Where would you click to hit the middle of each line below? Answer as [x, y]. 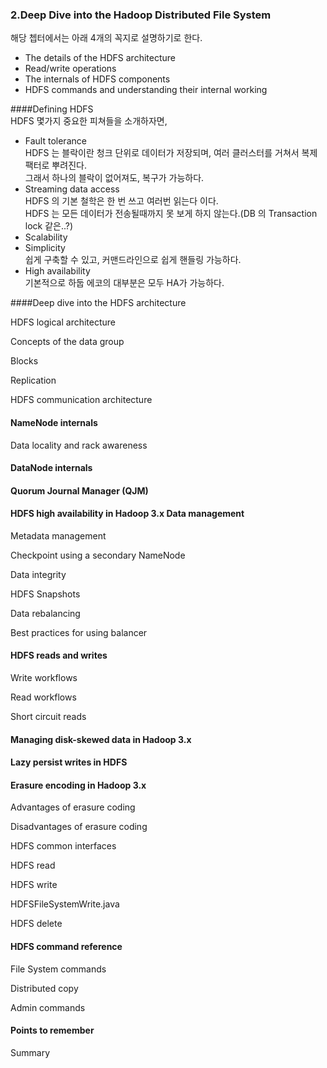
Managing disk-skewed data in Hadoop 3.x [101, 739]
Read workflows [43, 697]
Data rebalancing [45, 613]
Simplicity [45, 248]
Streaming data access [72, 189]
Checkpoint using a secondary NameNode [98, 555]
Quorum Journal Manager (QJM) [79, 490]
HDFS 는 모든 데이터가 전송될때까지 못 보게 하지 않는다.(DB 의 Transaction [171, 214]
